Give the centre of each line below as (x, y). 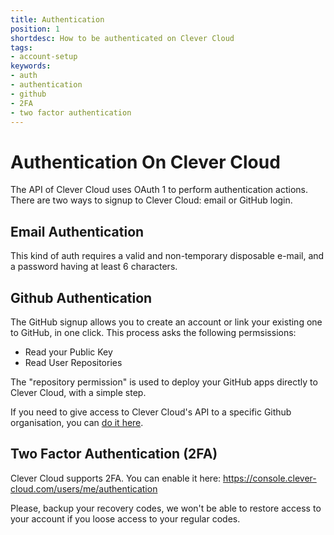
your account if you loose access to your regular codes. (125, 518)
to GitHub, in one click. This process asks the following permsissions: (153, 332)
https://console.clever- (270, 478)
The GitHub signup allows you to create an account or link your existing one (166, 322)
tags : (21, 47)
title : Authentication (57, 19)
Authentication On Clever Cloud (145, 162)
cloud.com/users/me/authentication (84, 488)
